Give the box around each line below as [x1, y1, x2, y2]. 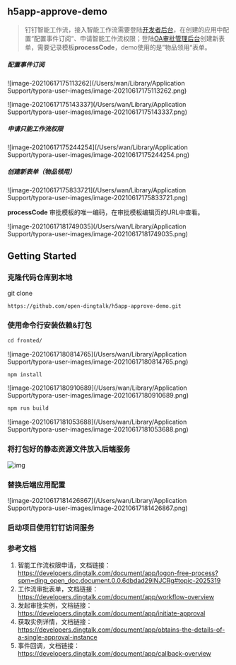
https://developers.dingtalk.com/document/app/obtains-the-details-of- [17, 625, 225, 634]
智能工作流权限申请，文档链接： [17, 561, 111, 569]
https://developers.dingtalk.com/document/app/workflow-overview [17, 593, 214, 601]
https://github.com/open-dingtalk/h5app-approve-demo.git [7, 303, 182, 310]
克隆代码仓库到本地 [7, 272, 73, 282]
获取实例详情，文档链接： [17, 618, 93, 626]
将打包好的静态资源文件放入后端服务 [7, 444, 131, 454]
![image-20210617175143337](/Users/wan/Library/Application [7, 100, 187, 108]
